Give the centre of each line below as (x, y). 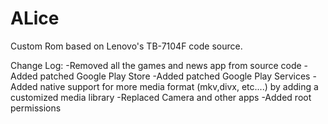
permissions (36, 108)
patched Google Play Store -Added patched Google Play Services (175, 76)
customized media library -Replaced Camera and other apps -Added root (161, 97)
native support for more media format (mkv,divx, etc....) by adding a (179, 86)
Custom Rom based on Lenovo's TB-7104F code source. (126, 46)
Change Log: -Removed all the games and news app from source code (156, 65)
